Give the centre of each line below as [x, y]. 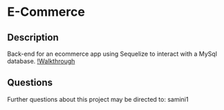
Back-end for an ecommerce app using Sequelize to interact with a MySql [112, 54]
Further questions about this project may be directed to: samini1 [98, 99]
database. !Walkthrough [41, 61]
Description [33, 37]
